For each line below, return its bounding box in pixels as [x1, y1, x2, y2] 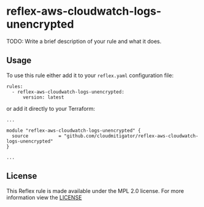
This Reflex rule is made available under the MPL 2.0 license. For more [6, 187, 184, 194]
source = [12, 133, 62, 139]
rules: [6, 83, 23, 89]
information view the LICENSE [6, 194, 82, 201]
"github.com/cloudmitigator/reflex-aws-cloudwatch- [64, 133, 199, 139]
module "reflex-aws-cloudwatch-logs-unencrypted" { [6, 127, 141, 134]
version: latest [22, 94, 64, 100]
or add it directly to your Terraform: [6, 105, 96, 112]
